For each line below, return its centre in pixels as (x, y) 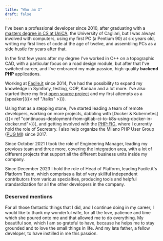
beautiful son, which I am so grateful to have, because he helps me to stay (80, 223)
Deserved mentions (29, 197)
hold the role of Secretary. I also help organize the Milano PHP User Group (80, 129)
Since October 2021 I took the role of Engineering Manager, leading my (76, 143)
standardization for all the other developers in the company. (65, 184)
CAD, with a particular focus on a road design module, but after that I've (77, 63)
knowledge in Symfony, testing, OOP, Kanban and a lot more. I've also (75, 88)
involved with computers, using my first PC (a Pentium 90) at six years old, (80, 38)
